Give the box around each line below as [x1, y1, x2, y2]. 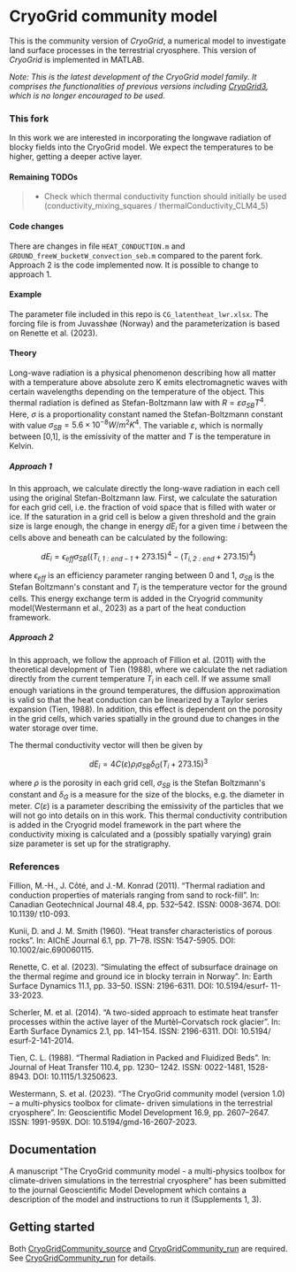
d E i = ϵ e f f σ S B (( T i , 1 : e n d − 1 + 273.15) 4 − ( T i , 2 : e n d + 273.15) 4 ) [41, 549, 256, 564]
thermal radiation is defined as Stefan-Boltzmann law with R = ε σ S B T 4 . [9, 396, 267, 410]
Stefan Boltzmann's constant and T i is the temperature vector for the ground [9, 582, 287, 594]
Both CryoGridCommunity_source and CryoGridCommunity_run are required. [9, 1243, 288, 1253]
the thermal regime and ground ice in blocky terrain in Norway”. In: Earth [9, 971, 273, 982]
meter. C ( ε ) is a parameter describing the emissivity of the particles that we [9, 800, 285, 811]
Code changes [9, 221, 65, 232]
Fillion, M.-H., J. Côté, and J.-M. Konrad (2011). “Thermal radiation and [9, 880, 265, 890]
